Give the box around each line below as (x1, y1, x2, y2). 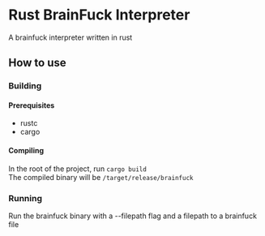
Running (8, 192, 43, 204)
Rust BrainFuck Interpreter (8, 6, 190, 24)
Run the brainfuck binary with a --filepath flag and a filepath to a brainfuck (8, 211, 258, 221)
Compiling (8, 146, 45, 156)
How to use (8, 56, 66, 70)
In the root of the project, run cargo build (8, 164, 147, 174)
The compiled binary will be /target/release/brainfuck (8, 172, 194, 182)
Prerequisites (8, 100, 55, 110)
